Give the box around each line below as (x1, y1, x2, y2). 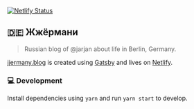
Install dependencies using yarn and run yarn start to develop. (7, 94, 188, 103)
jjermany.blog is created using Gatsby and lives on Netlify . (7, 58, 173, 66)
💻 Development (7, 76, 62, 86)
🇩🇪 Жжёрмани (7, 26, 78, 38)
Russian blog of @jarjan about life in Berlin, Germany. (24, 45, 177, 53)
